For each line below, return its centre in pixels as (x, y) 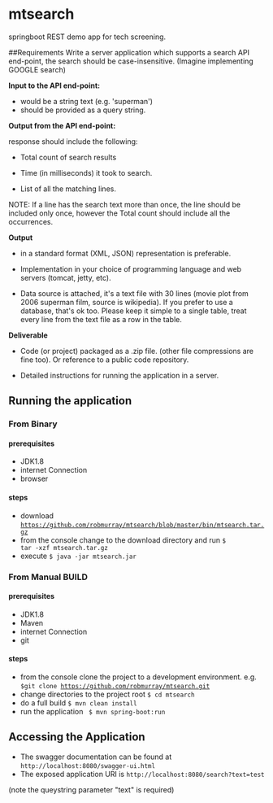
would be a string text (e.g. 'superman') (86, 101)
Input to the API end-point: (54, 85)
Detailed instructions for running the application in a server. (119, 375)
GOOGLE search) (37, 69)
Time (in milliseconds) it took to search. (86, 172)
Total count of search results (68, 157)
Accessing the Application (77, 737)
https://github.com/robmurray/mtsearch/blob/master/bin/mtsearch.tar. (142, 525)
